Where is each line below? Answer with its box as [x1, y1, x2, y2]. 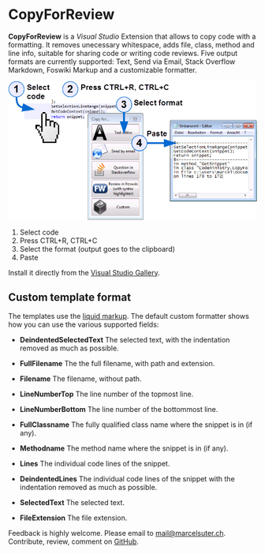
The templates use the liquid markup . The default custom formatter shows [8, 312, 250, 321]
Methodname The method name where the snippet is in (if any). [19, 444, 229, 453]
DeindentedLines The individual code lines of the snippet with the [19, 474, 235, 484]
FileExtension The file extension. [19, 513, 128, 522]
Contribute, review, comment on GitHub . [8, 537, 140, 546]
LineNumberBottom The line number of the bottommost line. [19, 405, 218, 414]
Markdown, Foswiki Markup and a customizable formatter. [8, 65, 197, 74]
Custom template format [8, 290, 132, 304]
